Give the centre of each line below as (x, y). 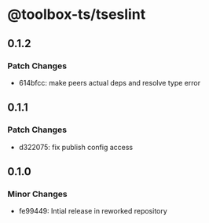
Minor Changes (37, 194)
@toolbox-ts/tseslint (77, 15)
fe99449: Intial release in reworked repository (93, 211)
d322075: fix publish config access (76, 147)
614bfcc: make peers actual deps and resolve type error (110, 82)
